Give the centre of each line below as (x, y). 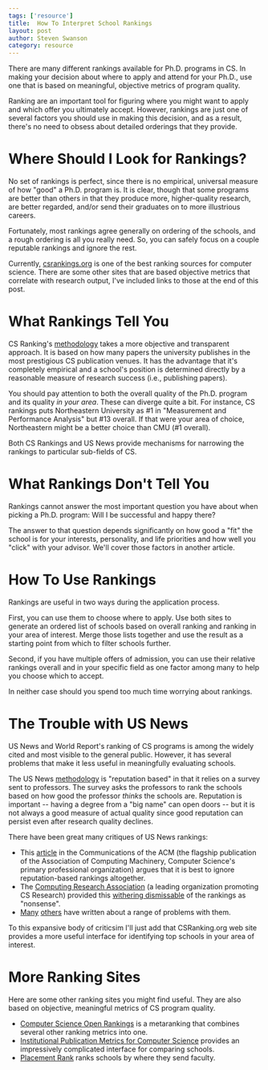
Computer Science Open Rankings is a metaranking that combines (130, 1023)
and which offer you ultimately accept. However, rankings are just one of (128, 110)
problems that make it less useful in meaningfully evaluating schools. (122, 763)
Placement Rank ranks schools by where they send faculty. (118, 1057)
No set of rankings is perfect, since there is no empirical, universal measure (133, 181)
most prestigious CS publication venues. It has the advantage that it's (123, 361)
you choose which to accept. (56, 676)
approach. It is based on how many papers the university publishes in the (130, 352)
